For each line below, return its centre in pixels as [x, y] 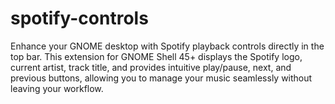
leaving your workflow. [57, 88]
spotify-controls [79, 18]
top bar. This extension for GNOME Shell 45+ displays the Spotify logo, [156, 56]
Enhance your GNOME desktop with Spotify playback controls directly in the [167, 46]
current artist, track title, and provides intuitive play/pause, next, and [151, 67]
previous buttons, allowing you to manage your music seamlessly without [161, 78]
